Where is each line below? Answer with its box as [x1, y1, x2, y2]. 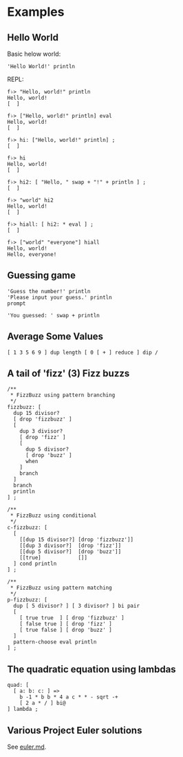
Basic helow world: [7, 50, 61, 58]
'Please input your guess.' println [7, 294, 112, 301]
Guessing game [7, 270, 76, 281]
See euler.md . [7, 743, 47, 751]
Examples [7, 4, 65, 20]
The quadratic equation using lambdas [7, 663, 177, 675]
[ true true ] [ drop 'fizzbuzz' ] [19, 615, 125, 621]
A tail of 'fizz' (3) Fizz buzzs [7, 367, 130, 379]
